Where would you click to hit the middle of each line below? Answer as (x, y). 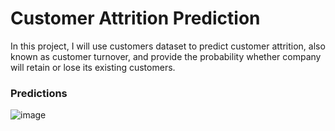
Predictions (39, 93)
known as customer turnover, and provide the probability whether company (166, 56)
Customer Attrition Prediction (135, 18)
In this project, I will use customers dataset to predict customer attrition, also (168, 46)
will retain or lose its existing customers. (93, 67)
